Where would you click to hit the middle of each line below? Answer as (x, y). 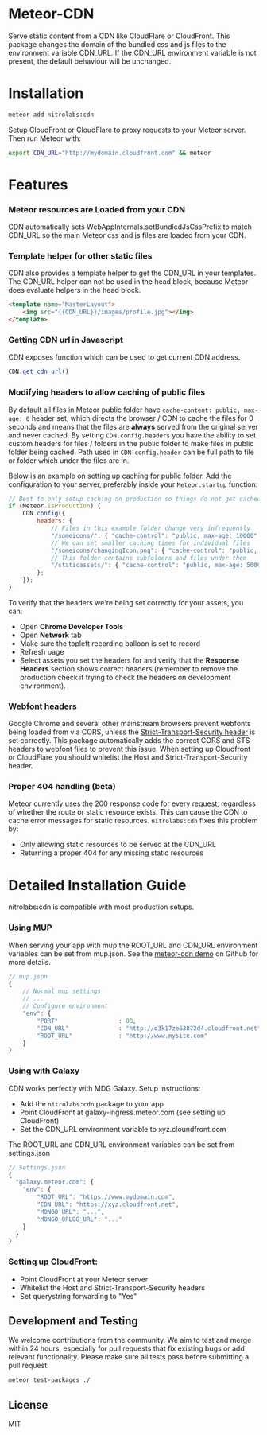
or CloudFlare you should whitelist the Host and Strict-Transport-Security (128, 757)
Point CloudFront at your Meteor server (84, 1279)
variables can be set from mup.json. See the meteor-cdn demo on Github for (133, 953)
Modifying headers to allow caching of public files (107, 392)
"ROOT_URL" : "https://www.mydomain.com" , (106, 1197)
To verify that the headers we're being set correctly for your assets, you (126, 602)
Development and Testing (74, 1321)
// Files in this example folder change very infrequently (150, 528)
